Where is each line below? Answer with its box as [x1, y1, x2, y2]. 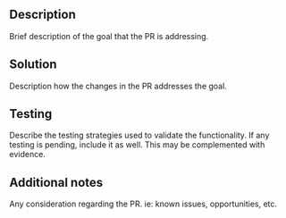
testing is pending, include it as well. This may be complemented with [9, 139, 265, 150]
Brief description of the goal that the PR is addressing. [9, 30, 209, 41]
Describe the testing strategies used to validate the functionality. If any [9, 130, 270, 141]
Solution [9, 57, 57, 72]
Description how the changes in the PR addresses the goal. [9, 80, 228, 91]
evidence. [9, 149, 46, 160]
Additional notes [9, 174, 104, 190]
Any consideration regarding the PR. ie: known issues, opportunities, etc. [9, 198, 278, 209]
